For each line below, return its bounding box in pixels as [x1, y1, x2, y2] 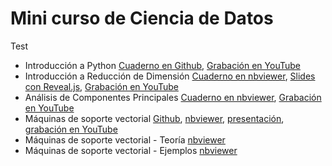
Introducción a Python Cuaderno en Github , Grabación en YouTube [24, 59, 301, 71]
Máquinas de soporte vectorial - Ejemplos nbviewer [24, 144, 238, 156]
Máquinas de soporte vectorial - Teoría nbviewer [24, 133, 226, 146]
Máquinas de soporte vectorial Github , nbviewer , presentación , [24, 112, 285, 124]
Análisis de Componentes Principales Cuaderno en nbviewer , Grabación [24, 91, 322, 103]
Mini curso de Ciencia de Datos [10, 7, 274, 30]
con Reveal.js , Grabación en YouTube [24, 80, 179, 92]
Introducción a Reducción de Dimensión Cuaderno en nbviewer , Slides [24, 70, 316, 82]
